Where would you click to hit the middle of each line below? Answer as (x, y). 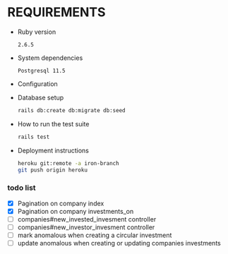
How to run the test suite (53, 123)
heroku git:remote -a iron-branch (68, 163)
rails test (34, 137)
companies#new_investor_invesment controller (86, 227)
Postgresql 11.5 (41, 71)
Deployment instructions (53, 150)
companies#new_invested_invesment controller (87, 219)
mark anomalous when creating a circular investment (95, 235)
